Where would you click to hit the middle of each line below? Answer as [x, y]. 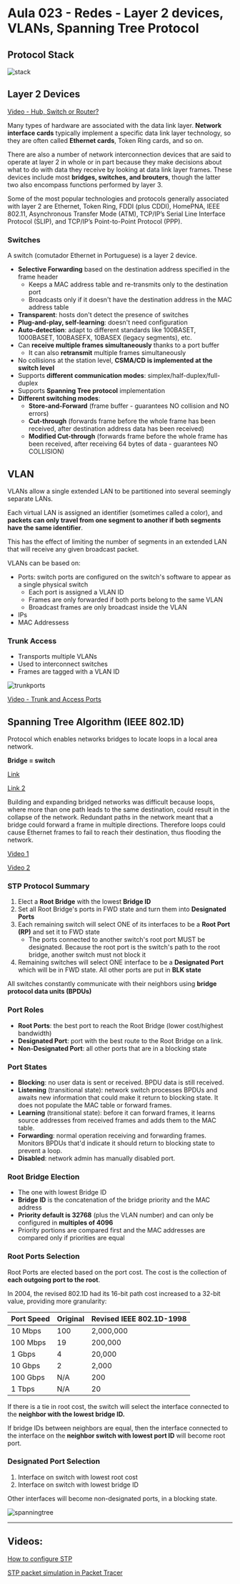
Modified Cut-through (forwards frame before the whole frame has [128, 437]
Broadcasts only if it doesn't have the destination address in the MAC [130, 300]
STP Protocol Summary [49, 886]
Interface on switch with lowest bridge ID [78, 1485]
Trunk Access [32, 641]
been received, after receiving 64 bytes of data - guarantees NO [123, 444]
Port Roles [26, 1010]
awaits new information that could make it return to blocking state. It [118, 1097]
